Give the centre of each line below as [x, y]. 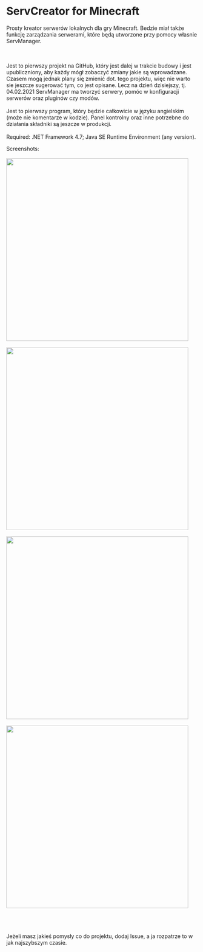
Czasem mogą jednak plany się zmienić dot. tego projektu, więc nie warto [98, 79]
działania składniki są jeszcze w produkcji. [59, 124]
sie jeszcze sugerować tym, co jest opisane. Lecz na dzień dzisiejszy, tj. [96, 85]
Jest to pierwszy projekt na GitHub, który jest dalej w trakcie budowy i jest [99, 66]
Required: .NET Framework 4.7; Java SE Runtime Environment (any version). [101, 137]
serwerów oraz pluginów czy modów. [53, 98]
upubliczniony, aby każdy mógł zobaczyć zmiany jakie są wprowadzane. [97, 72]
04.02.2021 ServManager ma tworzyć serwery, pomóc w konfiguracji [93, 91]
